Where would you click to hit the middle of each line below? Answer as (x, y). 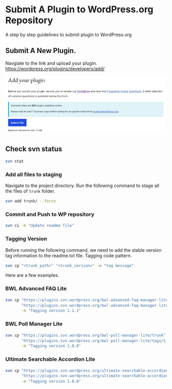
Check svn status (34, 149)
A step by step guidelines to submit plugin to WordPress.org (69, 34)
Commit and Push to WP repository (50, 214)
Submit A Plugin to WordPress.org (79, 10)
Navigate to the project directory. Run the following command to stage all (82, 186)
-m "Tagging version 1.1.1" (51, 311)
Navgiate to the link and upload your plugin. (51, 63)
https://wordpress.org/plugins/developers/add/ (55, 68)
